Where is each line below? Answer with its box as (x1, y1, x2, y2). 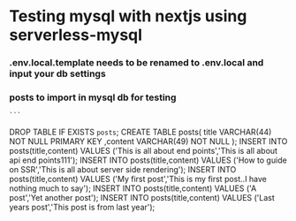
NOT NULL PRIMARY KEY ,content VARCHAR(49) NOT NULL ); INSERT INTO (9, 136, 288, 147)
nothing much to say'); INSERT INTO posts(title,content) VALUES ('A (9, 183, 257, 194)
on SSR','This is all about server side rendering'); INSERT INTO (9, 164, 237, 175)
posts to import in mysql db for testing (9, 91, 177, 103)
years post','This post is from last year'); (9, 202, 156, 213)
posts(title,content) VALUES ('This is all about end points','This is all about (9, 146, 278, 156)
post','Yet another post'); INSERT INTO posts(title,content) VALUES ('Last (9, 193, 276, 203)
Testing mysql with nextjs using (9, 6, 247, 27)
